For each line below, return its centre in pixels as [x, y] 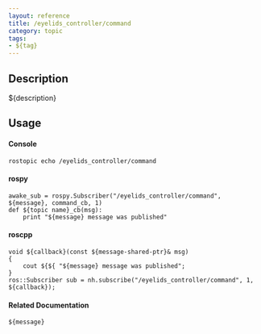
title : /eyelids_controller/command [70, 23]
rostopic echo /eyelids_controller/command [83, 161]
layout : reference [39, 16]
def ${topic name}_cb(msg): [56, 210]
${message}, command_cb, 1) [56, 202]
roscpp [21, 235]
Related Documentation [49, 305]
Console [23, 144]
